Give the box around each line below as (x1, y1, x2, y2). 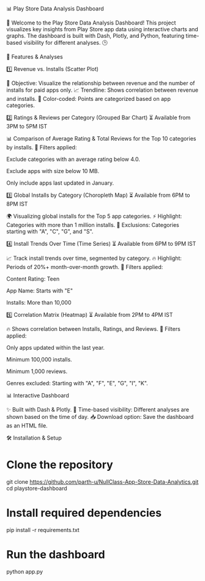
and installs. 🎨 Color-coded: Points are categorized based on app (6, 95, 171, 102)
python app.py (6, 568, 43, 575)
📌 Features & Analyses (6, 53, 63, 60)
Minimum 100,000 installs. (6, 356, 72, 363)
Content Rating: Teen (6, 275, 60, 283)
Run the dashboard (6, 548, 105, 561)
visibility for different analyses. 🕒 (23, 39, 108, 46)
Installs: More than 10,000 (6, 299, 72, 306)
